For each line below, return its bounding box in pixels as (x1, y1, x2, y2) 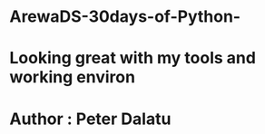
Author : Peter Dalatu (9, 109, 172, 129)
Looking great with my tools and (9, 48, 257, 69)
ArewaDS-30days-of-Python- (9, 6, 241, 27)
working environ (9, 67, 136, 88)
